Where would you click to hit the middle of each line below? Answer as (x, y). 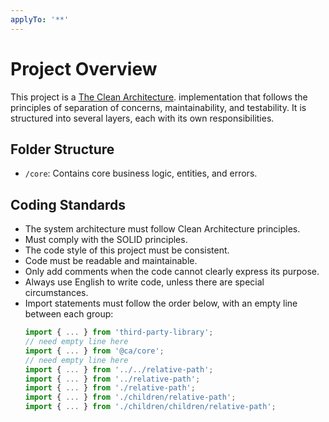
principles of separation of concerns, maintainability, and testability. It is (158, 107)
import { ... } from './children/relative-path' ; (130, 397)
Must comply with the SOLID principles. (106, 240)
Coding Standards (68, 204)
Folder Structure (62, 149)
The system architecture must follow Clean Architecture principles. (162, 229)
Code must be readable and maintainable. (111, 261)
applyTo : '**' (40, 19)
